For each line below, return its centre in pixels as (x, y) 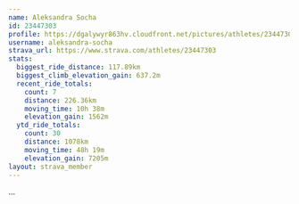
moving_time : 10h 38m (64, 109)
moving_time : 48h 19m (64, 150)
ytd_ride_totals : (49, 126)
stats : (21, 59)
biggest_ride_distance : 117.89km (79, 68)
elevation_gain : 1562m (66, 117)
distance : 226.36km (61, 100)
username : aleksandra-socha (61, 42)
